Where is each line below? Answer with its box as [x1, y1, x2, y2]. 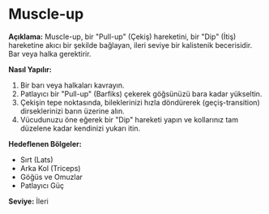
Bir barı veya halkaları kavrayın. [19, 80, 125, 90]
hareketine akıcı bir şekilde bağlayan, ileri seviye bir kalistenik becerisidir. [8, 40, 253, 49]
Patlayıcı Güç [19, 180, 65, 190]
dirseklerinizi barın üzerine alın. [19, 106, 125, 116]
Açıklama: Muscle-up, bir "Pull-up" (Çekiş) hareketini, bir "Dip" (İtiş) [8, 32, 237, 41]
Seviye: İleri [8, 196, 49, 206]
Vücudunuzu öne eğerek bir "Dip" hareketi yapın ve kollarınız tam [19, 114, 239, 124]
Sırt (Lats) [19, 155, 53, 165]
